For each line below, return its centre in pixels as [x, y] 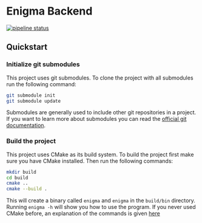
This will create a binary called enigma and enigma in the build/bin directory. [101, 201]
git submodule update [34, 101]
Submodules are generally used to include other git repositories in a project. [101, 112]
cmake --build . [27, 189]
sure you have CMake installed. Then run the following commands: [90, 161]
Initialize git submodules [43, 64]
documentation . [26, 125]
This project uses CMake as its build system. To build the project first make [100, 154]
